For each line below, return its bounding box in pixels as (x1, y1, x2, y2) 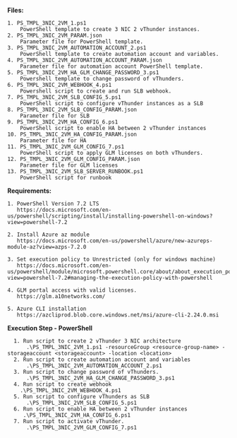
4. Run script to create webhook (13, 381, 112, 388)
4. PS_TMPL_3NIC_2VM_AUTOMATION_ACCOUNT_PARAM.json (7, 57, 162, 64)
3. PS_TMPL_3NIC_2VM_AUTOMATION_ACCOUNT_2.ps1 (7, 45, 147, 52)
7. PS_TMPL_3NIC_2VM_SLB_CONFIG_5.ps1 (7, 94, 121, 101)
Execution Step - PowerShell (7, 324, 93, 332)
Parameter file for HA (20, 137, 87, 144)
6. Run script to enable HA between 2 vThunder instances (13, 406, 188, 413)
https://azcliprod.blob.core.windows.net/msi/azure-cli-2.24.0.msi (16, 312, 219, 319)
